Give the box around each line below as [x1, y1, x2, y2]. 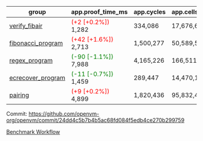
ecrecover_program [9, 74, 65, 82]
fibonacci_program [9, 39, 63, 47]
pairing [9, 91, 30, 99]
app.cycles [134, 8, 166, 16]
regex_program [9, 57, 53, 64]
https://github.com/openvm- [28, 110, 100, 117]
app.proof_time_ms [71, 8, 128, 16]
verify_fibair [9, 22, 43, 30]
